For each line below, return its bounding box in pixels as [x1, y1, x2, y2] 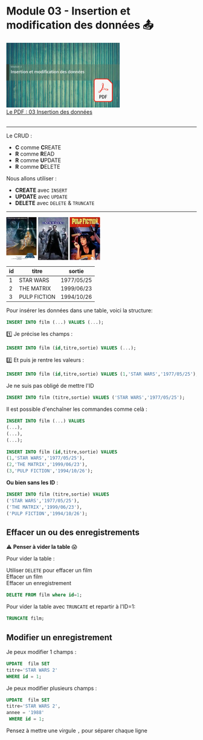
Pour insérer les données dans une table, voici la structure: [6, 307, 153, 314]
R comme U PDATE [14, 157, 62, 164]
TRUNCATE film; [6, 615, 45, 621]
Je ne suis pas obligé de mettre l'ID [6, 382, 95, 390]
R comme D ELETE [14, 163, 60, 171]
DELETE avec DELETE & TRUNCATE [14, 200, 95, 207]
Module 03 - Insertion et [6, 4, 131, 18]
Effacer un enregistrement [6, 580, 71, 587]
